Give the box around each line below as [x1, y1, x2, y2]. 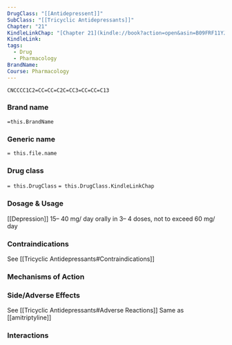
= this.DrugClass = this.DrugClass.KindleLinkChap [7, 183, 155, 190]
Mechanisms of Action [7, 272, 85, 282]
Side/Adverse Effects [7, 290, 81, 300]
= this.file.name [7, 150, 57, 157]
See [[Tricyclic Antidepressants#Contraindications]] [7, 255, 155, 263]
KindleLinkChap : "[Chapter [7, 29, 85, 37]
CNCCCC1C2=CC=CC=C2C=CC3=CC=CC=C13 [7, 87, 110, 94]
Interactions [7, 331, 49, 340]
